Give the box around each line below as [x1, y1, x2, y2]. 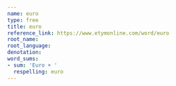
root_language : [7, 42, 51, 49]
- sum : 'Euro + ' [7, 62, 58, 69]
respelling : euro [13, 68, 64, 75]
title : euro [7, 23, 42, 30]
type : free [7, 17, 39, 24]
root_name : [7, 36, 39, 43]
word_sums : [7, 55, 39, 62]
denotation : [7, 49, 42, 56]
